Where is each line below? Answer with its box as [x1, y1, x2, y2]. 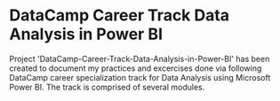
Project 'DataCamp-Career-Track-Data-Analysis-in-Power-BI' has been [9, 53, 270, 64]
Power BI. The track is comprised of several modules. [9, 82, 205, 92]
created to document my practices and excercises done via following [9, 63, 262, 74]
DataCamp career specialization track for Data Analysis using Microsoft [9, 72, 271, 82]
